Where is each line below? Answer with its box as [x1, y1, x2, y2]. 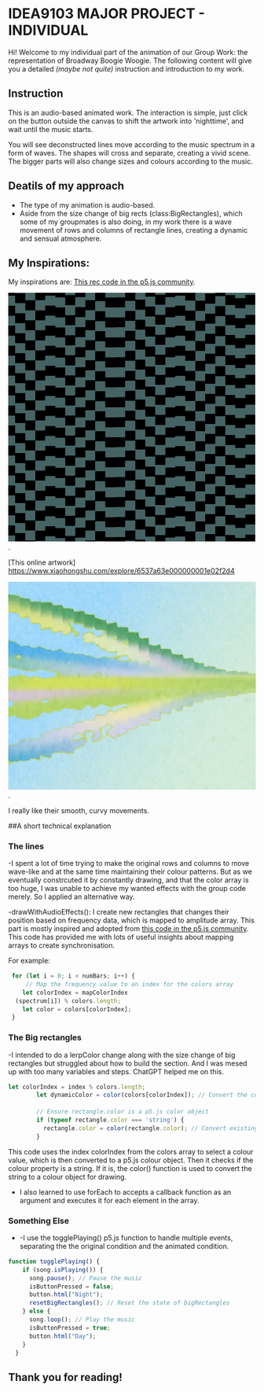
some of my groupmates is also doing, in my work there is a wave [19, 217, 232, 226]
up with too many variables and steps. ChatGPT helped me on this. [8, 1066, 224, 1076]
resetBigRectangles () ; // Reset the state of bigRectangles [28, 1299, 230, 1307]
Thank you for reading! [8, 1370, 123, 1384]
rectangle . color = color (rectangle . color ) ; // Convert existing [42, 1124, 258, 1132]
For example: [8, 956, 51, 965]
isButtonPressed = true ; [28, 1324, 111, 1331]
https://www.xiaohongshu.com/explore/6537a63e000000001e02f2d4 [8, 566, 235, 576]
